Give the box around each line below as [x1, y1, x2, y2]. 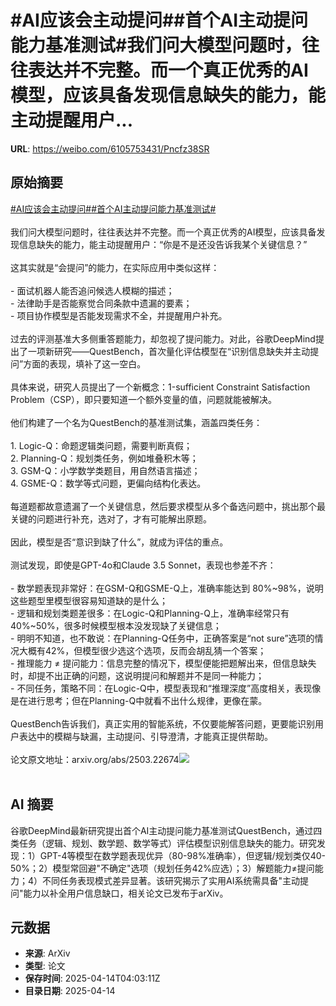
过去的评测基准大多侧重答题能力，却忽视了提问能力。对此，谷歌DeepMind [10, 332, 316, 345]
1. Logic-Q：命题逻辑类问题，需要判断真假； [10, 439, 193, 451]
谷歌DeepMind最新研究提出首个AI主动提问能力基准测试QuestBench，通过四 [10, 824, 323, 836]
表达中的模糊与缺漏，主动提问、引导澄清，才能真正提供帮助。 [18, 730, 273, 742]
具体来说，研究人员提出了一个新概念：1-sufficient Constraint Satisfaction [10, 381, 311, 393]
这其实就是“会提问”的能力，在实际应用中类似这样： [10, 261, 220, 273]
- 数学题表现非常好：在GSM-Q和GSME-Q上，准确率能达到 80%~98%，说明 [10, 582, 324, 594]
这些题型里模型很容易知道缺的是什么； [10, 594, 168, 606]
